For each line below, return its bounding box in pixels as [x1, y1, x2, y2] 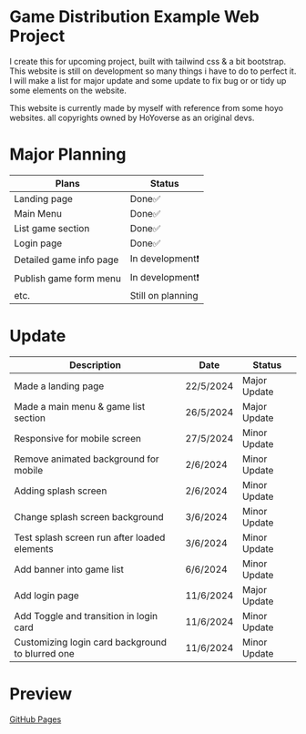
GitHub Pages [9, 713, 62, 725]
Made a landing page [14, 380, 105, 392]
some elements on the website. [9, 85, 127, 96]
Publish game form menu [14, 272, 121, 285]
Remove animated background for [14, 453, 159, 465]
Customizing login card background [14, 636, 167, 648]
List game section [14, 221, 90, 234]
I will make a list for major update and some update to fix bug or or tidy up [9, 75, 287, 86]
